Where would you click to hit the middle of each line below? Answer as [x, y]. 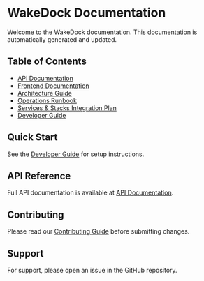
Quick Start [32, 137]
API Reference [39, 176]
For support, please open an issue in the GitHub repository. [92, 270]
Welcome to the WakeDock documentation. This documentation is [102, 32]
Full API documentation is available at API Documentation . [90, 192]
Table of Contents [47, 62]
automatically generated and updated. [62, 39]
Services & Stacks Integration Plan [67, 108]
